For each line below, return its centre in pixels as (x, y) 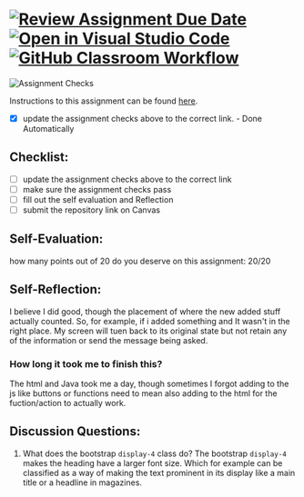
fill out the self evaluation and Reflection (98, 199)
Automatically (48, 129)
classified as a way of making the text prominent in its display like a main (159, 472)
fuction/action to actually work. (68, 403)
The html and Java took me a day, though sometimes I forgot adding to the (149, 383)
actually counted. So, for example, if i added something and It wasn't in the (150, 321)
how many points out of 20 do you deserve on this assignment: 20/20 (140, 261)
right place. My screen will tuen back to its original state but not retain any (148, 331)
